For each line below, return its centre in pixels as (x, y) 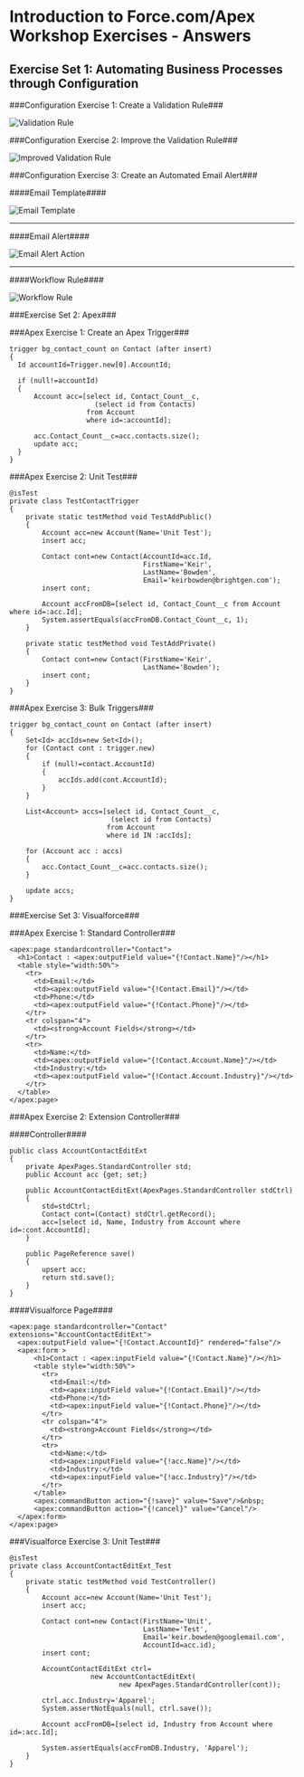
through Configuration (74, 83)
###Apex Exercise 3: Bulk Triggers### (81, 708)
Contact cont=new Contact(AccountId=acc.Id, (127, 556)
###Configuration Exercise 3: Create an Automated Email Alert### (133, 175)
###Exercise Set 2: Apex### (63, 315)
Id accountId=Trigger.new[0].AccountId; (95, 365)
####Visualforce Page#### (61, 1310)
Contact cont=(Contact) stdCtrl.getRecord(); (129, 1214)
